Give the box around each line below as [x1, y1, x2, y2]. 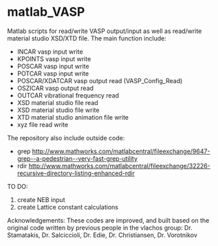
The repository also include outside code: [7, 133, 125, 142]
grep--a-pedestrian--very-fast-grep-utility [17, 154, 138, 162]
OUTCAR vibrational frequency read [17, 91, 119, 100]
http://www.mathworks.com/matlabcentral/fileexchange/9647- [32, 147, 210, 155]
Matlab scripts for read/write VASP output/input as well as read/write [7, 27, 202, 35]
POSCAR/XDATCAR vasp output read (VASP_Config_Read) [17, 76, 183, 85]
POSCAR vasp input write [17, 62, 89, 70]
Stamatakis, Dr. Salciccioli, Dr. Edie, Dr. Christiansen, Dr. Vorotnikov [7, 231, 198, 239]
